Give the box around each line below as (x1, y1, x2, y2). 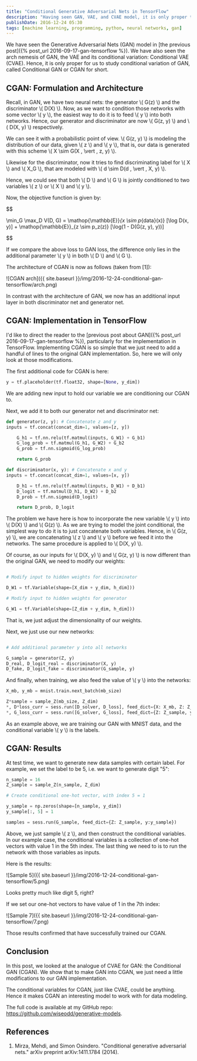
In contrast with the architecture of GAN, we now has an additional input (6, 293, 180, 300)
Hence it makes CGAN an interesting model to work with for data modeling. (6, 992, 188, 999)
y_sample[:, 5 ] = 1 (6, 809, 54, 815)
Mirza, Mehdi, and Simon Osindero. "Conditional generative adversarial (14, 1042, 186, 1049)
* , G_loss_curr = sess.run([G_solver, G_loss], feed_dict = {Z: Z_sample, (6, 709, 188, 716)
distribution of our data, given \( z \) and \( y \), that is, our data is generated (6, 142, 189, 149)
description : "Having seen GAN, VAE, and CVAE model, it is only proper (6, 14, 188, 20)
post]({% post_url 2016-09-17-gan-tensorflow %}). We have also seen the (6, 48, 186, 55)
